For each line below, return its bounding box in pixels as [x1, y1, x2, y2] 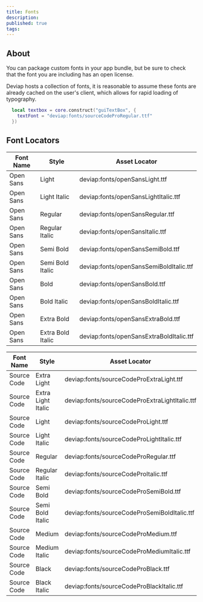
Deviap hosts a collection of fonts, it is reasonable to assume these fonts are [6, 83, 196, 90]
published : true [6, 20, 47, 26]
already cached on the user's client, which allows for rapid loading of [6, 89, 178, 96]
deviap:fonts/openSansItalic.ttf [79, 227, 167, 235]
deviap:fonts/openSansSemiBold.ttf [79, 245, 180, 253]
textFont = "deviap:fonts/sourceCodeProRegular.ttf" [17, 113, 153, 119]
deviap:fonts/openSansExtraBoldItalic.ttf [79, 332, 194, 340]
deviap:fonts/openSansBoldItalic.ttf [79, 297, 179, 305]
